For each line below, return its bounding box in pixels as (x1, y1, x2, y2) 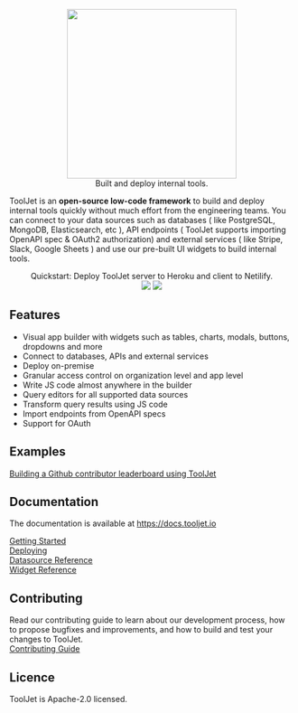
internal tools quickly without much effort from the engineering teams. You (9, 205, 286, 216)
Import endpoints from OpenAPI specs (22, 408, 166, 419)
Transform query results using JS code (22, 399, 169, 409)
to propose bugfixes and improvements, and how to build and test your (9, 624, 274, 635)
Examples (9, 444, 66, 460)
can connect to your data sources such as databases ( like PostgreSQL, (9, 215, 275, 225)
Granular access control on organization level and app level (22, 370, 244, 380)
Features (9, 307, 61, 323)
